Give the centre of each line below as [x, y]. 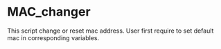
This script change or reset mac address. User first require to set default [110, 31]
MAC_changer [49, 12]
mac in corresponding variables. [53, 37]
